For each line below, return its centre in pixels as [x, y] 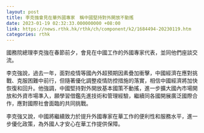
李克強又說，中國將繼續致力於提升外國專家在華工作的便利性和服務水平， [97, 117]
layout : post [23, 12]
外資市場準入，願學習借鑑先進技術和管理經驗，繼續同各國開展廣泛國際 [104, 96]
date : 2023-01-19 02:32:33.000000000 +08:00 [63, 23]
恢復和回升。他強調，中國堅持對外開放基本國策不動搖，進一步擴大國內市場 [99, 88]
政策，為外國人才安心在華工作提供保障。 [73, 124]
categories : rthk [28, 35]
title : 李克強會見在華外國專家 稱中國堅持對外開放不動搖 [70, 18]
